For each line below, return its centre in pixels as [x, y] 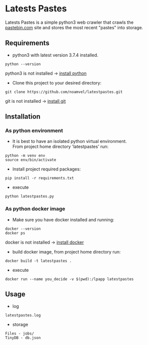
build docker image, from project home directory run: [66, 252]
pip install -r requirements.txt [40, 178]
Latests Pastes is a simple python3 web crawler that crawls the [69, 22]
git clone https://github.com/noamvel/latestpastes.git [64, 92]
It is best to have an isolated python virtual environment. [70, 141]
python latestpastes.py [30, 196]
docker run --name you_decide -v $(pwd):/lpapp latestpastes [70, 279]
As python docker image [35, 209]
